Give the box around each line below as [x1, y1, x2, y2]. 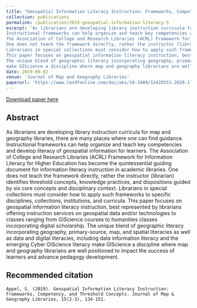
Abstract [6, 113, 39, 123]
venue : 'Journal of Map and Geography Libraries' [6, 74, 130, 80]
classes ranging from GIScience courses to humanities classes [6, 216, 158, 223]
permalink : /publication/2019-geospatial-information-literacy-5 [6, 19, 169, 25]
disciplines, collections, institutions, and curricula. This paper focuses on [6, 197, 182, 204]
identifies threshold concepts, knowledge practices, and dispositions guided [6, 178, 191, 185]
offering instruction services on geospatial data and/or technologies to [6, 209, 176, 216]
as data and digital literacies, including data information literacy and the [6, 235, 179, 242]
